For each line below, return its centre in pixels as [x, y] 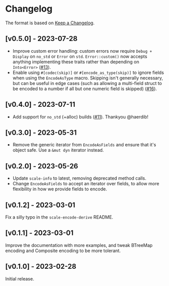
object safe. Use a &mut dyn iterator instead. [58, 150]
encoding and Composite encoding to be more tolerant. [63, 251]
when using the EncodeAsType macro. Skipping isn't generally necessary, [88, 78]
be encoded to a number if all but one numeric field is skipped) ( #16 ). [85, 89]
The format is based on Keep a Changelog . [50, 23]
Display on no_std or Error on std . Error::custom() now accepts [80, 56]
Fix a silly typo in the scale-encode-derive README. [59, 217]
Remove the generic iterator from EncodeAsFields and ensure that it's [84, 145]
